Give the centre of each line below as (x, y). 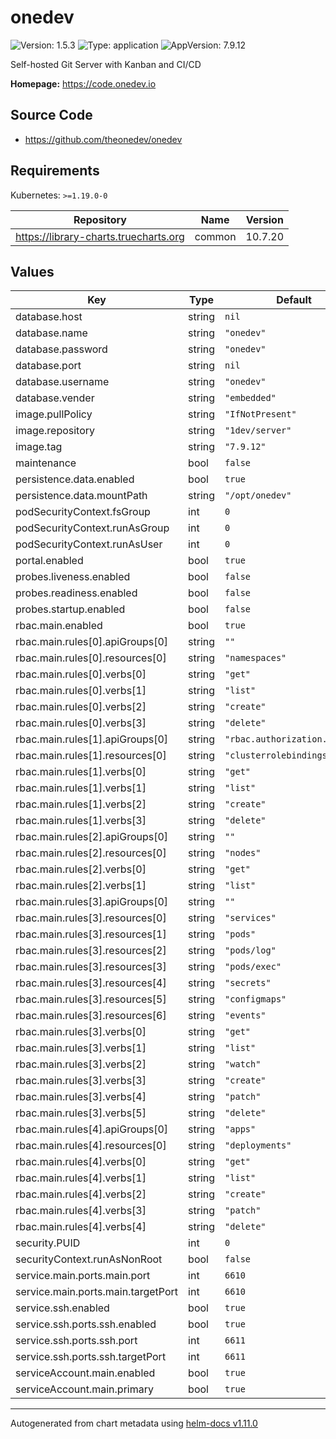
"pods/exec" (253, 967)
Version (264, 219)
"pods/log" (250, 950)
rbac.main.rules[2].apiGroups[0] (92, 837)
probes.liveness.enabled (73, 577)
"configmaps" (255, 999)
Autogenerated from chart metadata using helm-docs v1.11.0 (134, 1423)
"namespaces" (255, 658)
